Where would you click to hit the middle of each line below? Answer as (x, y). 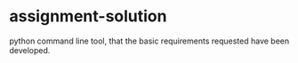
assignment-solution (88, 16)
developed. (30, 50)
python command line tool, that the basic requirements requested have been (149, 41)
